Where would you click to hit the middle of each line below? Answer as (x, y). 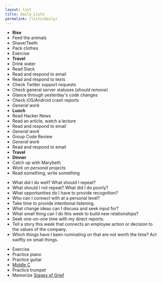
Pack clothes (25, 48)
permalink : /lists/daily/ (31, 19)
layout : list (18, 10)
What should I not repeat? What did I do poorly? (60, 188)
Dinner (19, 158)
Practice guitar (27, 259)
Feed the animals (29, 38)
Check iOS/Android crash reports (45, 100)
